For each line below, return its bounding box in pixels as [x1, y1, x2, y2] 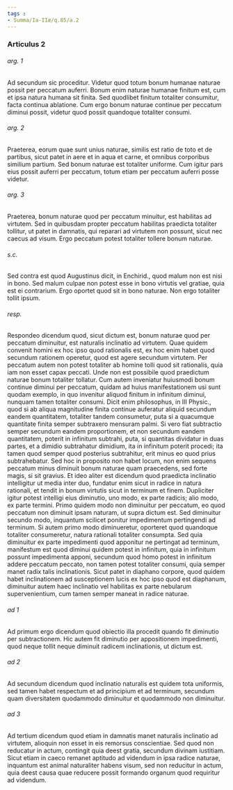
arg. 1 [7, 57, 23, 65]
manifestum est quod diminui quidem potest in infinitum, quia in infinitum [7, 545, 216, 554]
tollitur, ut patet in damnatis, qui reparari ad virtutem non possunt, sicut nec [7, 227, 223, 236]
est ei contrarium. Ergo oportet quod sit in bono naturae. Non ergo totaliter [7, 286, 220, 295]
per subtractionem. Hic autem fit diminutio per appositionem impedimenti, [7, 634, 219, 643]
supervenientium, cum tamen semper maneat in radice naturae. [7, 590, 189, 598]
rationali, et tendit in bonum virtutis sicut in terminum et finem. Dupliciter [7, 486, 214, 495]
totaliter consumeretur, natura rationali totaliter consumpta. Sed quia [7, 531, 203, 539]
